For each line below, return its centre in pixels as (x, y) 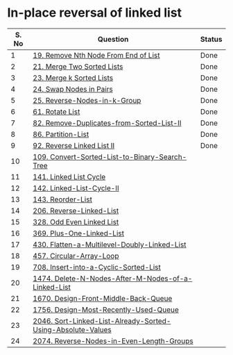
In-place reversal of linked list (95, 13)
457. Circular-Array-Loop (76, 256)
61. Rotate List (57, 111)
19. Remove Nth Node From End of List (96, 55)
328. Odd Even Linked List (76, 222)
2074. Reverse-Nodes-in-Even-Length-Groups (113, 340)
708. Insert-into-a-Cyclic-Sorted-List (97, 267)
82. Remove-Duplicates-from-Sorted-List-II (107, 123)
